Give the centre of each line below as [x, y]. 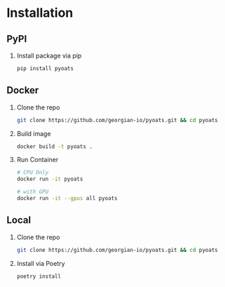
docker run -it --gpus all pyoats [67, 199]
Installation [40, 13]
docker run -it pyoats [50, 179]
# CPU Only [33, 173]
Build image [34, 133]
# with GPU [33, 192]
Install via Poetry [41, 263]
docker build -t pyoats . [54, 146]
